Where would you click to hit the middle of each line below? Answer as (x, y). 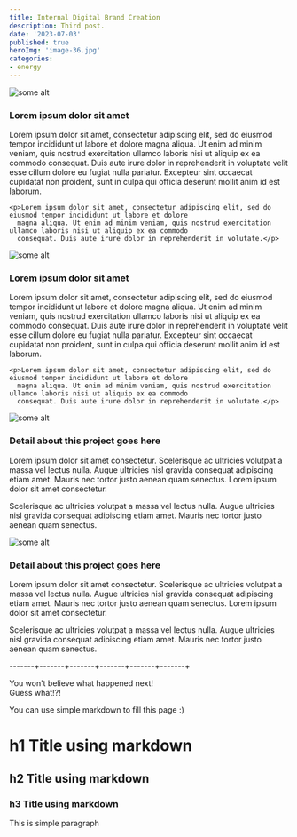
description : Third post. (57, 26)
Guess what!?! (35, 693)
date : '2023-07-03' (45, 34)
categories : (31, 59)
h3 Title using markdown (64, 803)
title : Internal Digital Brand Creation (85, 17)
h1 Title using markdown (101, 746)
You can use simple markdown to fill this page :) (97, 710)
